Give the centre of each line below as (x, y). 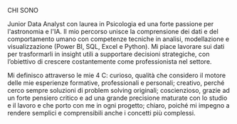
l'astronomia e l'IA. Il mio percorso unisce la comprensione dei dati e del (113, 32)
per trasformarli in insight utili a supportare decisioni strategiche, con (109, 54)
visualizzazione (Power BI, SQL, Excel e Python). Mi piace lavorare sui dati (116, 46)
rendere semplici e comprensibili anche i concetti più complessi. (101, 113)
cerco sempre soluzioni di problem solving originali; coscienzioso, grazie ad (118, 90)
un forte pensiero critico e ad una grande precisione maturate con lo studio (117, 98)
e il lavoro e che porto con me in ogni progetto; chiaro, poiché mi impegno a (118, 105)
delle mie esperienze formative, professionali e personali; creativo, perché (116, 83)
